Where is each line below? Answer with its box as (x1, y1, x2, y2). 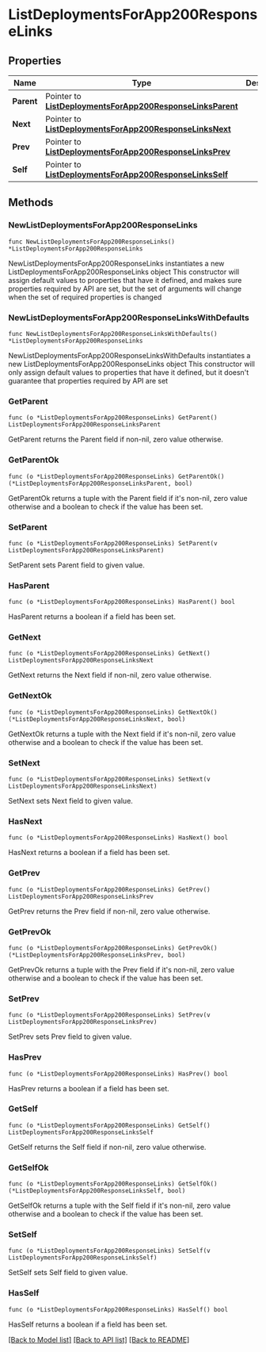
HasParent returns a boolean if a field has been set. (8, 612, 177, 621)
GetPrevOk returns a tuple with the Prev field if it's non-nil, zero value (8, 964, 235, 974)
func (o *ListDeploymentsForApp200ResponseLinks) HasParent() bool (8, 598, 236, 606)
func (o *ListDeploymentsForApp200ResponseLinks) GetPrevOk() (8, 944, 218, 952)
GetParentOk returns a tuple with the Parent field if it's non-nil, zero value (8, 493, 248, 502)
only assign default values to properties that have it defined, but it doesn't (8, 367, 249, 377)
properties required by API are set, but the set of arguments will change (8, 284, 242, 293)
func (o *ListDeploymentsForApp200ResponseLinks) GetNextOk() (8, 708, 218, 716)
